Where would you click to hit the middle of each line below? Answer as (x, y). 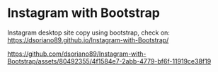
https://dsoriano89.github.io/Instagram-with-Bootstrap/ (88, 40)
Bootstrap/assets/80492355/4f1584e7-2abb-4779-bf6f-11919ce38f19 (109, 61)
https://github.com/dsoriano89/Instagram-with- (77, 54)
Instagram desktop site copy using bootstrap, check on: (88, 32)
